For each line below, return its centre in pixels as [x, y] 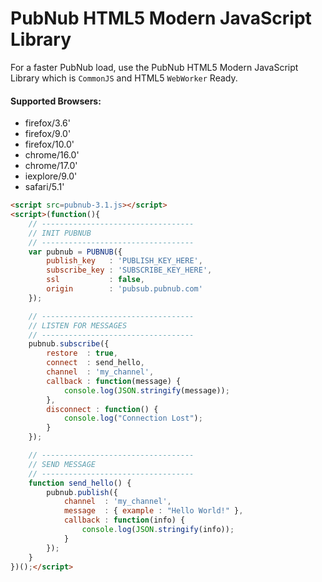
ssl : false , [95, 280]
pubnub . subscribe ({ [69, 344]
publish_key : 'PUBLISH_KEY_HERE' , [124, 261]
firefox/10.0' [49, 144]
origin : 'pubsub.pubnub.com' [124, 289]
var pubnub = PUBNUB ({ [75, 252]
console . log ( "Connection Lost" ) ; [133, 418]
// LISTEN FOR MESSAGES [78, 325]
